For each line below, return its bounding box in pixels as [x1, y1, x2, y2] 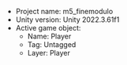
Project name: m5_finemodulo [15, 7, 114, 16]
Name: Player [27, 31, 72, 41]
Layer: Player [27, 49, 71, 57]
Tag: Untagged [27, 40, 77, 49]
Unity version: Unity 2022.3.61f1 [15, 15, 120, 24]
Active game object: [15, 23, 81, 32]
